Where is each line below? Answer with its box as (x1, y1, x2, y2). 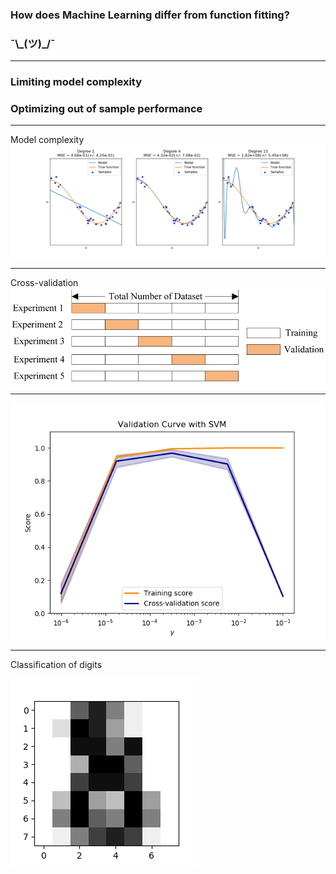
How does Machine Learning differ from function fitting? (10, 8, 290, 22)
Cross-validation (10, 277, 79, 289)
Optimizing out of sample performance (10, 102, 203, 116)
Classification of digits (10, 659, 103, 671)
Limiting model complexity (10, 75, 143, 89)
